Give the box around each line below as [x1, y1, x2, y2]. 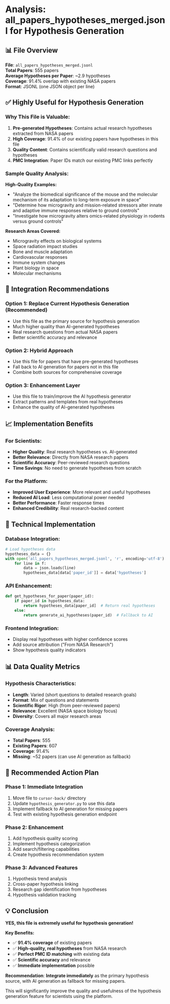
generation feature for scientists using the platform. [5, 993, 113, 999]
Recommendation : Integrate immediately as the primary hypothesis [5, 973, 149, 979]
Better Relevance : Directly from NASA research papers [12, 454, 128, 460]
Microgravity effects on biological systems [12, 237, 102, 244]
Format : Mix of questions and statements [12, 697, 99, 703]
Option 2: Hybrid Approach [5, 347, 74, 354]
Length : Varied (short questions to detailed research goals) [12, 691, 137, 698]
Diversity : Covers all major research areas [12, 713, 101, 719]
